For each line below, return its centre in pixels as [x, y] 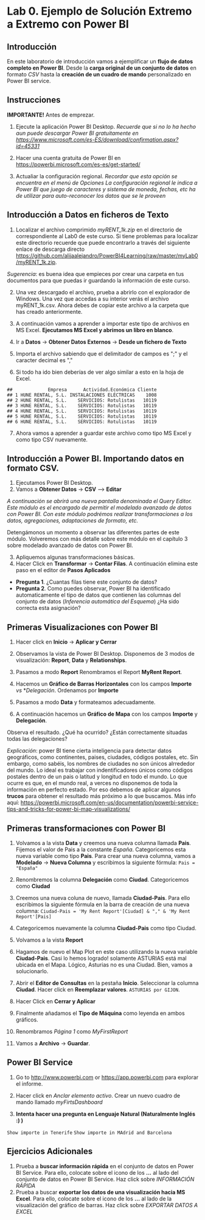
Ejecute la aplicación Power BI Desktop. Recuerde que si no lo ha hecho [106, 126]
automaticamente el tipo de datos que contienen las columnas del [98, 595]
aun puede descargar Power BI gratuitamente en [77, 133]
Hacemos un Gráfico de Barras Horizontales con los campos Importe [104, 684]
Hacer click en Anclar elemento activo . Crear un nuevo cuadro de [98, 1095]
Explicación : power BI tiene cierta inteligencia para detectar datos [89, 751]
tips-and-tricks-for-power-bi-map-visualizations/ [68, 809]
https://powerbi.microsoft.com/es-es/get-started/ [78, 164]
